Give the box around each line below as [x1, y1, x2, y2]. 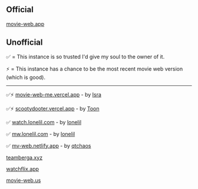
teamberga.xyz [6, 154, 43, 161]
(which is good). [6, 74, 46, 81]
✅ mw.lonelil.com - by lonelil [6, 130, 75, 137]
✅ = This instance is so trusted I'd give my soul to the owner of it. [6, 53, 165, 60]
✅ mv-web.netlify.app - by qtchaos [6, 142, 91, 149]
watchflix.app [6, 165, 39, 173]
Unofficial [6, 38, 43, 48]
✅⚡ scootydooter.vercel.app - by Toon [6, 105, 100, 112]
